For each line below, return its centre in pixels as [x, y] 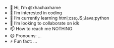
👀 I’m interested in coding [36, 13]
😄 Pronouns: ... [26, 36]
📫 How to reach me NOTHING [41, 29]
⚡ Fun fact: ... [23, 41]
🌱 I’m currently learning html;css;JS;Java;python [59, 18]
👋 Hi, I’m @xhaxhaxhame [35, 8]
